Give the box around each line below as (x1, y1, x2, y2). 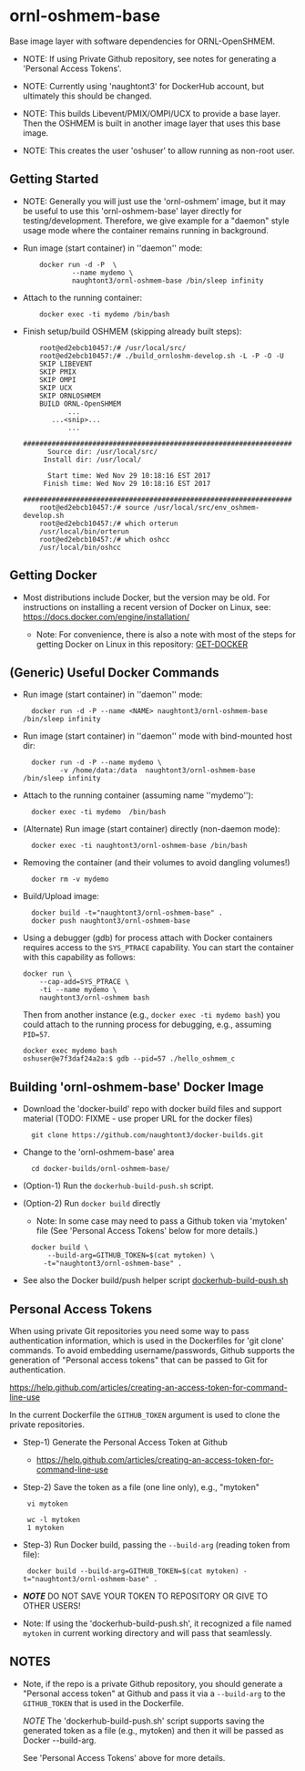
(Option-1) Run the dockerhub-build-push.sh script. (22, 1180, 214, 1191)
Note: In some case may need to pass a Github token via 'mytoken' (36, 1216, 288, 1227)
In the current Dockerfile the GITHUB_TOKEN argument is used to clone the (9, 1410, 280, 1420)
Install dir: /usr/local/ (43, 455, 142, 464)
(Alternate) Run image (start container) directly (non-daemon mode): (22, 823, 280, 834)
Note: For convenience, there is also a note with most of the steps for (36, 628, 296, 639)
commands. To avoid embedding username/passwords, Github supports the (9, 1345, 296, 1355)
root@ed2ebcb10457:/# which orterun (39, 519, 178, 528)
